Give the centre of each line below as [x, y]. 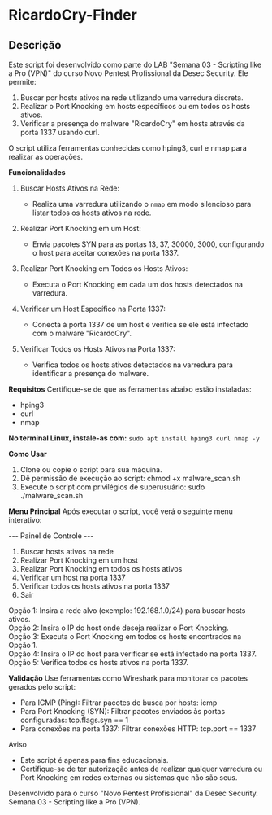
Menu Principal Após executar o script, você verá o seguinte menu [121, 511]
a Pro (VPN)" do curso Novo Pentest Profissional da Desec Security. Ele [128, 73]
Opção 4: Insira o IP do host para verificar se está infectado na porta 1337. [133, 654]
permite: [22, 82]
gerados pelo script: [42, 687]
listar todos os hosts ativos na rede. [92, 213]
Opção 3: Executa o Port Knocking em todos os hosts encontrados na [125, 636]
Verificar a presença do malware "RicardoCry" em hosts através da [132, 123]
